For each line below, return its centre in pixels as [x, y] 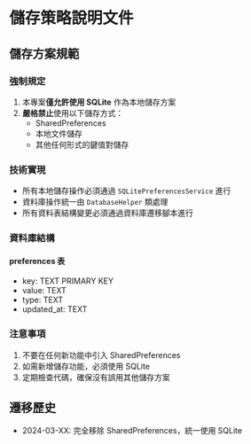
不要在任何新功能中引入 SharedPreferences [101, 354]
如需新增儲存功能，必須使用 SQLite [86, 366]
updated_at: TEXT [55, 309]
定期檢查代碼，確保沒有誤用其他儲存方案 [96, 377]
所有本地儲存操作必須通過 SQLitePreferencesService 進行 [126, 191]
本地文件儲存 [59, 133]
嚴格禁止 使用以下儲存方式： [73, 113]
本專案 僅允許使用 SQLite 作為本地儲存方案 [99, 102]
